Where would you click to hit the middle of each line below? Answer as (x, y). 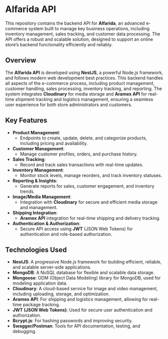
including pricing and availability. (54, 143)
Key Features (26, 120)
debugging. (24, 331)
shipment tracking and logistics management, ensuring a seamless (84, 99)
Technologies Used (36, 250)
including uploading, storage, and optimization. (61, 294)
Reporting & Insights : (35, 181)
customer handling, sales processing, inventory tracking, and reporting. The (83, 89)
